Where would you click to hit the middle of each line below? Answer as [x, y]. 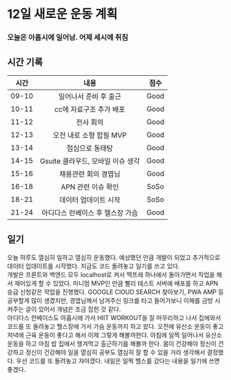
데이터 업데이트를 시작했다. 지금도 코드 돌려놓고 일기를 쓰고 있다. [94, 266]
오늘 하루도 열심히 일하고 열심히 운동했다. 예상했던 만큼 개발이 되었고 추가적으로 [114, 257]
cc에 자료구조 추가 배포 [90, 109]
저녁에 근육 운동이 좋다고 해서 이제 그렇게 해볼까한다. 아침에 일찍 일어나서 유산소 [115, 334]
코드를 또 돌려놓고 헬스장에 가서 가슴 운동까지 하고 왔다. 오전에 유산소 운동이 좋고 [115, 326]
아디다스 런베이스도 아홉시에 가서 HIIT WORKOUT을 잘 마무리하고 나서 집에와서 [114, 317]
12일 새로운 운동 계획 [62, 14]
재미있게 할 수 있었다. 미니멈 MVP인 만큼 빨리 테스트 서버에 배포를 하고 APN [116, 283]
